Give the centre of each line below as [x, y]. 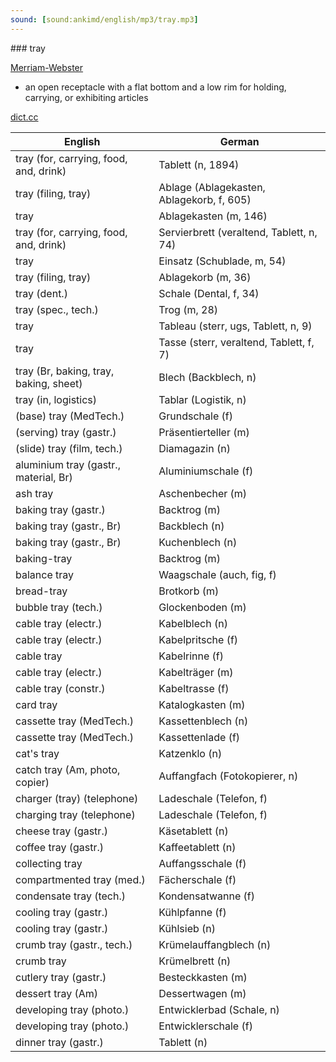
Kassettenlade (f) [199, 737]
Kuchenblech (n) [198, 542]
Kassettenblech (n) [203, 721]
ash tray [34, 493]
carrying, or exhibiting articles [86, 97]
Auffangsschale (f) [202, 863]
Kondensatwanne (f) [206, 896]
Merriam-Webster [47, 67]
